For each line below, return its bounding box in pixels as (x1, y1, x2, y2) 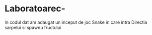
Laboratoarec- (4, 3, 66, 14)
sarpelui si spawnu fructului (4, 24, 62, 30)
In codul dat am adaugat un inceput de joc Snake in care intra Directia (4, 19, 148, 25)
